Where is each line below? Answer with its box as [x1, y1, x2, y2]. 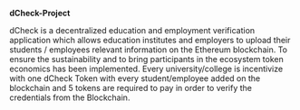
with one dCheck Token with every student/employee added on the [9, 73, 261, 84]
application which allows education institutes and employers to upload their [9, 35, 291, 45]
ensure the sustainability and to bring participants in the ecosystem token [9, 54, 284, 64]
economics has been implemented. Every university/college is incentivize [9, 63, 284, 74]
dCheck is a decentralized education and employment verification [9, 25, 256, 35]
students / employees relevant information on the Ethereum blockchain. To [9, 44, 288, 55]
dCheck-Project [9, 8, 71, 18]
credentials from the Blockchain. [9, 92, 131, 103]
